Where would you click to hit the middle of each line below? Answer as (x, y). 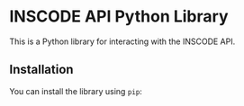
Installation (41, 70)
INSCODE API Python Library (119, 17)
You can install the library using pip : (76, 91)
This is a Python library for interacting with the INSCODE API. (122, 41)
